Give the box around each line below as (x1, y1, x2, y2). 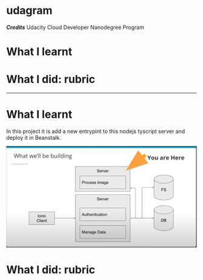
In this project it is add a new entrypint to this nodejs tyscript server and (6, 128, 185, 135)
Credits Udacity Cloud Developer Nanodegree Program (6, 24, 144, 31)
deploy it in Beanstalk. (6, 134, 62, 141)
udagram (6, 4, 53, 18)
